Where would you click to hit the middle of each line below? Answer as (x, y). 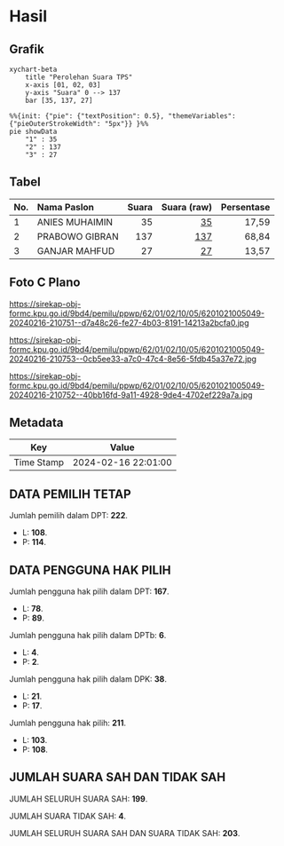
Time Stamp (39, 463)
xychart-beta (33, 69)
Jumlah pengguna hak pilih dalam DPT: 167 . (89, 591)
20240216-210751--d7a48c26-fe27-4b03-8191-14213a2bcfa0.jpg (129, 322)
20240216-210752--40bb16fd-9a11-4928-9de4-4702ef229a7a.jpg (131, 395)
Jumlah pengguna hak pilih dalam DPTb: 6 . (88, 636)
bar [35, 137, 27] (59, 100)
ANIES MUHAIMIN (75, 222)
